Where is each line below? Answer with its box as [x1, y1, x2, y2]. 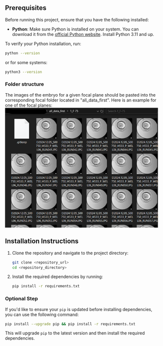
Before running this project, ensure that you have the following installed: [5, 16, 149, 22]
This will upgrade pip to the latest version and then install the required [5, 330, 145, 336]
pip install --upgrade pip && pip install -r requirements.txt [5, 321, 136, 327]
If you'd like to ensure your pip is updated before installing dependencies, [5, 306, 153, 312]
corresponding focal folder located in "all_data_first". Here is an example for [5, 97, 157, 103]
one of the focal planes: [5, 102, 52, 108]
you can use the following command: [5, 312, 79, 317]
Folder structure [5, 81, 44, 88]
